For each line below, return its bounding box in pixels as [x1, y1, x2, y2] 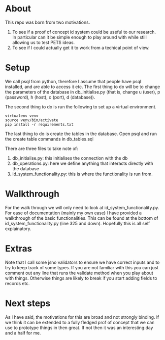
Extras [5, 243, 32, 254]
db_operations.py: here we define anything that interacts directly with [12, 160, 154, 166]
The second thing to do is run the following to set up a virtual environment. [5, 103, 157, 109]
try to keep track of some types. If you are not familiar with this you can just [5, 264, 159, 270]
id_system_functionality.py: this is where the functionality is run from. [12, 171, 153, 177]
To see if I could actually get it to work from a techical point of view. [12, 45, 150, 50]
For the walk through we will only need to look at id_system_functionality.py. [5, 204, 159, 210]
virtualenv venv [5, 113, 38, 118]
